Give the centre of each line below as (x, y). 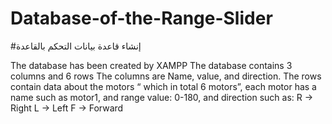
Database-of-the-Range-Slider (141, 18)
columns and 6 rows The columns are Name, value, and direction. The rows (166, 76)
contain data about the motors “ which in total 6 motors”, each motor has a (163, 86)
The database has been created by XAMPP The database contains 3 (151, 65)
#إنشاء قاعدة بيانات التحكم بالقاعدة (76, 46)
